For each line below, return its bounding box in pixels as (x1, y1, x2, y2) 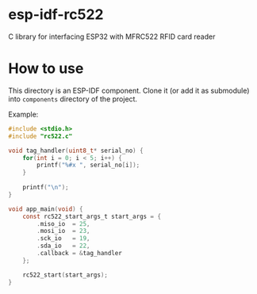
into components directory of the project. (8, 94, 137, 104)
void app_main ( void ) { (8, 204, 83, 213)
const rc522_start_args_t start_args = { (22, 212, 161, 220)
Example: (8, 109, 39, 119)
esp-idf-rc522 (8, 6, 104, 24)
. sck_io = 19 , (36, 235, 90, 242)
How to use (8, 59, 84, 78)
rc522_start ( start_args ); (22, 271, 109, 279)
